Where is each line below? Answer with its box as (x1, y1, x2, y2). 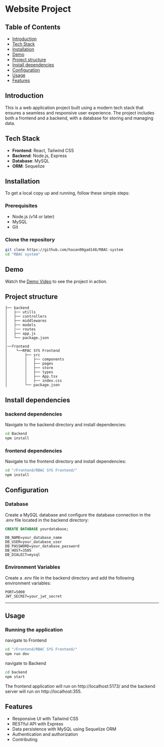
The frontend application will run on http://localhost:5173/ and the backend (5, 683, 155, 689)
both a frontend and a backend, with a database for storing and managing (5, 115, 154, 121)
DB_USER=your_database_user (5, 539, 62, 544)
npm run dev (5, 652, 29, 656)
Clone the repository (5, 236, 55, 243)
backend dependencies (5, 410, 62, 417)
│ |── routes (5, 327, 36, 332)
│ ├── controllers (5, 314, 47, 319)
